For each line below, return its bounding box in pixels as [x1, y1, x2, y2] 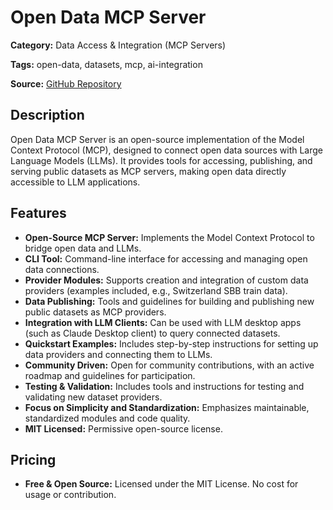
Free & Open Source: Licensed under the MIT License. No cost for [24, 478, 299, 490]
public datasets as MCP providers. [24, 306, 167, 318]
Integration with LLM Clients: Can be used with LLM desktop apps [24, 316, 302, 328]
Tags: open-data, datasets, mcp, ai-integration [10, 58, 203, 70]
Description [10, 107, 85, 124]
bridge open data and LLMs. [24, 242, 142, 254]
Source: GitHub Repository [10, 77, 122, 90]
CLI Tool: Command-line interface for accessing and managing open [24, 252, 308, 265]
